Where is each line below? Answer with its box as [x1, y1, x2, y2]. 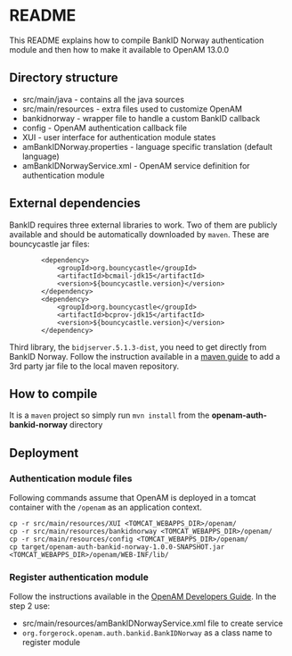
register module [21, 637, 81, 648]
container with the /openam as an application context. [9, 502, 202, 513]
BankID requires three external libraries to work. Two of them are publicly [9, 220, 278, 230]
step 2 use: [9, 601, 51, 611]
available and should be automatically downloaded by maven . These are [9, 228, 270, 239]
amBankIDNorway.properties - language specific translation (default [21, 141, 273, 152]
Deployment [9, 445, 79, 461]
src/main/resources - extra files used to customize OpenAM [21, 104, 243, 114]
